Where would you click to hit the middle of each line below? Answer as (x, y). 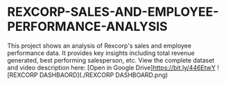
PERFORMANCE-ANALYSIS (87, 26)
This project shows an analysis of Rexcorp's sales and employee (99, 45)
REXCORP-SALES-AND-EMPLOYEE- (113, 12)
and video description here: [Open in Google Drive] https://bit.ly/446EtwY (112, 67)
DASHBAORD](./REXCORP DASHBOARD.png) (104, 75)
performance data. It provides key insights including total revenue (101, 53)
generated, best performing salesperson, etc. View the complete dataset (111, 60)
